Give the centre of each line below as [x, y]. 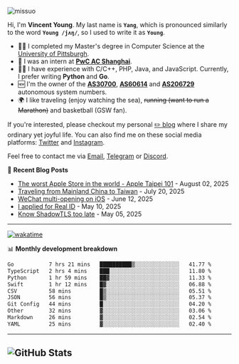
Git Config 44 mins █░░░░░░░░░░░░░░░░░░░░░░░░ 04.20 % [110, 304]
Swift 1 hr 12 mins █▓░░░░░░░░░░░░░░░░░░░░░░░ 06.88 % [110, 284]
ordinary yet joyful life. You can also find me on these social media [105, 135]
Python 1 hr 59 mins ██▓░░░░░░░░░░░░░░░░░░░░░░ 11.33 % [110, 278]
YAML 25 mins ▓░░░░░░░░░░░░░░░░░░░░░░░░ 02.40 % [110, 324]
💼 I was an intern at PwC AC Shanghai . [75, 61]
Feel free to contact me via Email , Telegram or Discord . [88, 156]
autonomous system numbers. [62, 92]
